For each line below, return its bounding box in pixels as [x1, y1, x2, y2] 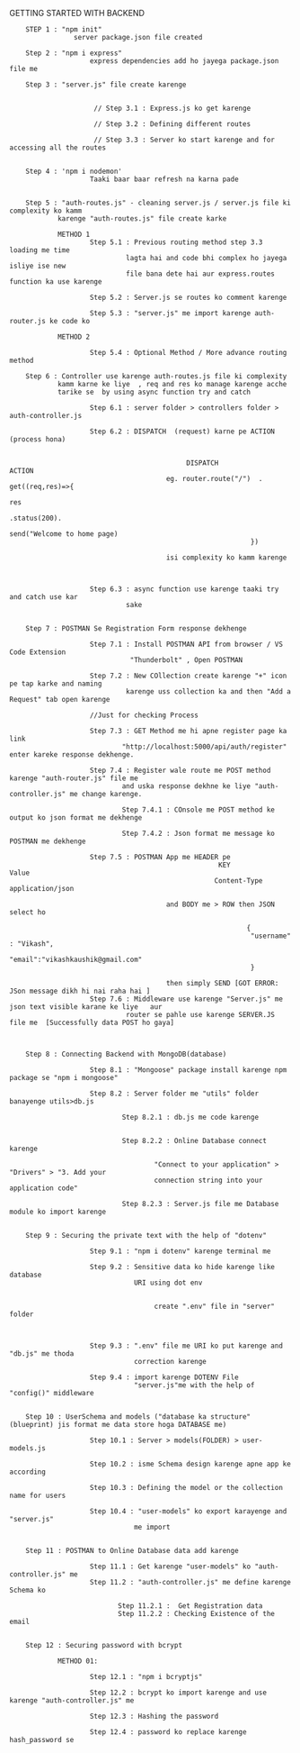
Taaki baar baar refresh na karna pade [89, 175, 240, 184]
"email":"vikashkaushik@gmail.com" [9, 955, 143, 964]
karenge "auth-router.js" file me [9, 774, 139, 783]
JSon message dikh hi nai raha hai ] [9, 986, 151, 995]
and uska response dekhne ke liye [121, 782, 251, 791]
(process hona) [9, 435, 66, 444]
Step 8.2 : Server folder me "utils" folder [89, 1089, 259, 1098]
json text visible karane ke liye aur [9, 1003, 163, 1012]
